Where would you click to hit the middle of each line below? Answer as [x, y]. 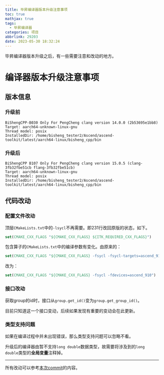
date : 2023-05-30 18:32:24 [32, 42]
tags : [10, 23]
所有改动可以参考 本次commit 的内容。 [42, 368]
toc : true [15, 14]
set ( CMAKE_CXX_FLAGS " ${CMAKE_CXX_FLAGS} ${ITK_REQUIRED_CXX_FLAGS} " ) [78, 237]
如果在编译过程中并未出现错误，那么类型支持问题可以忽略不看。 [69, 336]
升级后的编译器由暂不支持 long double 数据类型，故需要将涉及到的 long [75, 346]
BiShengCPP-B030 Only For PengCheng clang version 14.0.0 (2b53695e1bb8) [82, 123]
